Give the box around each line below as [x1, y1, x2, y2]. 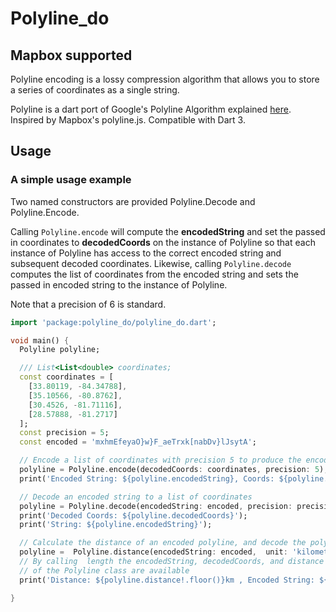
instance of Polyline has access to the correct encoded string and [10, 247, 282, 259]
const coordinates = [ [19, 372, 114, 382]
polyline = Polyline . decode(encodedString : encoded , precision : [19, 501, 293, 511]
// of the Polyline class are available [19, 565, 190, 576]
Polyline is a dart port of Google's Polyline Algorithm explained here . [10, 103, 292, 115]
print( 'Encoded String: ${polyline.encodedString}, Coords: [19, 473, 275, 484]
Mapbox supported [10, 47, 133, 64]
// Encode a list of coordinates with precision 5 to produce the [19, 455, 302, 466]
